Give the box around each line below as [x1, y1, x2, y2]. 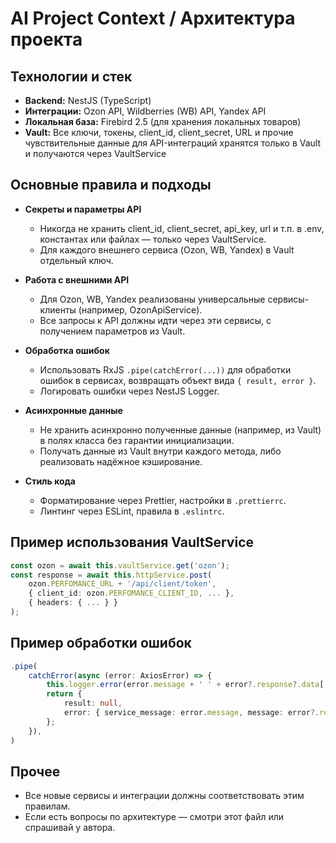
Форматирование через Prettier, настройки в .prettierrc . [39, 494, 287, 506]
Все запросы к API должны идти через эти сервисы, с [39, 314, 272, 326]
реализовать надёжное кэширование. [39, 455, 203, 467]
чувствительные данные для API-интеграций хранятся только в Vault [24, 137, 321, 149]
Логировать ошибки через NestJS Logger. [39, 385, 220, 397]
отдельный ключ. [39, 254, 114, 266]
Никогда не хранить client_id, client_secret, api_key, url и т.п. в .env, [39, 222, 325, 234]
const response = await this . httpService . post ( [10, 570, 213, 580]
